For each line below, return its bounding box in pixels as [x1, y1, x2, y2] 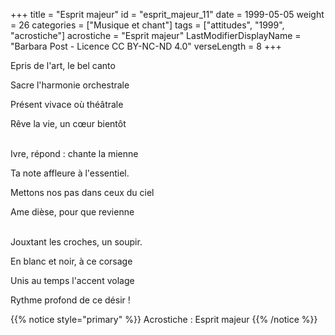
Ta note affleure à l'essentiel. [10, 167, 130, 179]
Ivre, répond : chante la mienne [10, 148, 139, 159]
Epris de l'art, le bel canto [10, 60, 116, 71]
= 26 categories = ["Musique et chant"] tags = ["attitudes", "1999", [10, 19, 285, 31]
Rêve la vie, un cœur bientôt [10, 118, 127, 129]
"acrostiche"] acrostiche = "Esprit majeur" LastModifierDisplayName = [10, 30, 302, 41]
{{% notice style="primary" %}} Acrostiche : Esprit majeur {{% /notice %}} [10, 314, 318, 325]
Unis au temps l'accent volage [10, 275, 135, 286]
